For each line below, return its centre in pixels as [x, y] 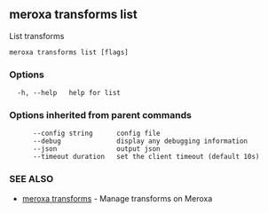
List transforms [37, 35]
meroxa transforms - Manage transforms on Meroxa [117, 198]
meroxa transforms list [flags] [69, 52]
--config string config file [97, 134]
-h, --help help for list [69, 93]
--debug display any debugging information [140, 141]
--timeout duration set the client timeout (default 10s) [146, 157]
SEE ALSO [32, 179]
